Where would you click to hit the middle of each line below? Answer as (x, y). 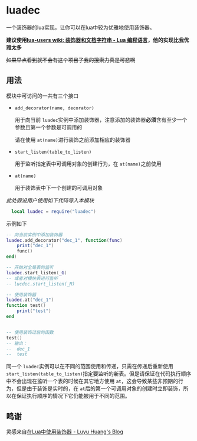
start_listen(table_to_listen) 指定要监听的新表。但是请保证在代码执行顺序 (99, 374)
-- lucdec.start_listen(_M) (41, 284)
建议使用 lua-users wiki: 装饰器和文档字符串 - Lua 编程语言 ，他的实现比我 (95, 40)
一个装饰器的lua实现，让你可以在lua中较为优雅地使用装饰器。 (81, 27)
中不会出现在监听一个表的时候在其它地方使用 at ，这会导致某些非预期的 (92, 381)
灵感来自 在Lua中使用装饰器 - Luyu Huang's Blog (65, 432)
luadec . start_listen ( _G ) (37, 273)
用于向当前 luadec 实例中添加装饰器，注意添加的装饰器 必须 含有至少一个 (101, 119)
